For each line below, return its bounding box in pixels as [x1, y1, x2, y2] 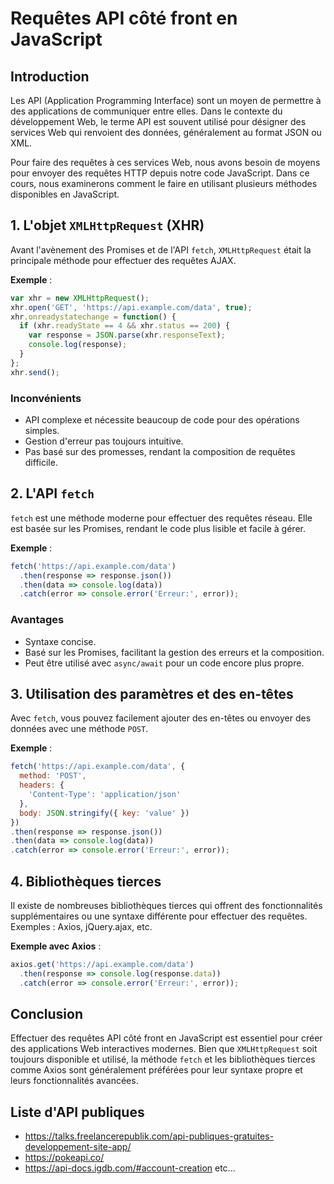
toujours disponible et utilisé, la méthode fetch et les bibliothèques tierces [10, 1053, 316, 1066]
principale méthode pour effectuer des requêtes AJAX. [10, 254, 237, 266]
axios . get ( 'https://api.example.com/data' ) [10, 959, 195, 969]
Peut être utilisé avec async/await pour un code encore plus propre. [24, 657, 305, 669]
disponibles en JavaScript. [10, 188, 120, 200]
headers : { [19, 780, 65, 791]
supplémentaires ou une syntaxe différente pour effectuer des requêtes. [10, 910, 308, 922]
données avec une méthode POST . [10, 723, 149, 735]
